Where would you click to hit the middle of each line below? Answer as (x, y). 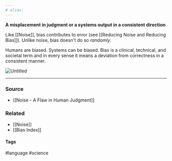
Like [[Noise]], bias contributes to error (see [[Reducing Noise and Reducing (86, 34)
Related (15, 113)
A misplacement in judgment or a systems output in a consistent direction (85, 25)
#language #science (27, 153)
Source (15, 89)
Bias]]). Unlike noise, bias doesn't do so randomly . (58, 40)
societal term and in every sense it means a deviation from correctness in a (84, 55)
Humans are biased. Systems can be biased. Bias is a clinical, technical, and (86, 50)
